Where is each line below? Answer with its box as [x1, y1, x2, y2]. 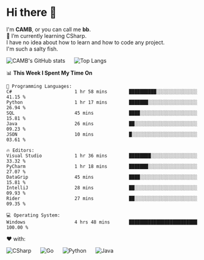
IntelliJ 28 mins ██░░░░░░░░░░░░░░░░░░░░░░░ [6, 184, 198, 191]
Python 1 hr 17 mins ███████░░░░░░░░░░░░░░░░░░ [6, 99, 198, 106]
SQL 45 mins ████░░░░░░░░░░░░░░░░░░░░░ [6, 110, 198, 116]
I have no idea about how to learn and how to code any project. [6, 38, 165, 46]
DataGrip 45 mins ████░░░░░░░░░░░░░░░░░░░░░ [6, 174, 198, 180]
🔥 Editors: [6, 147, 35, 153]
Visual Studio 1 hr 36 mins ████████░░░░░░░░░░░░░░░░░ [6, 153, 198, 159]
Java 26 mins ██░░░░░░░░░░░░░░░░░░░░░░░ [6, 120, 198, 127]
